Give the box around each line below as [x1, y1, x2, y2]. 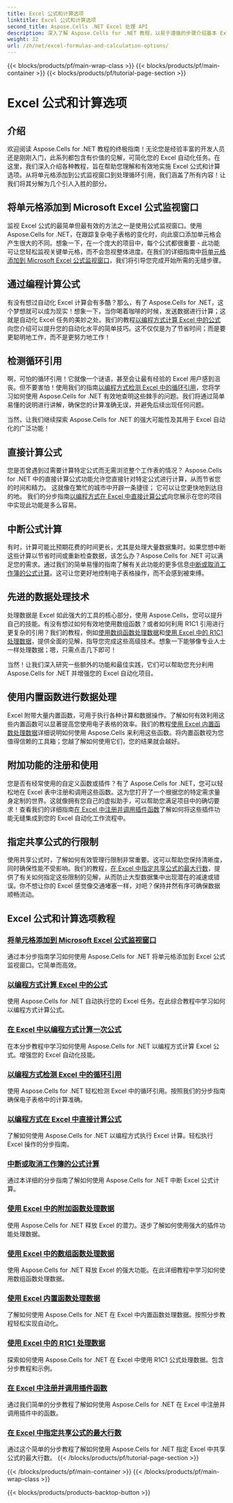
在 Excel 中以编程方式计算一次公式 [7, 1025, 122, 1035]
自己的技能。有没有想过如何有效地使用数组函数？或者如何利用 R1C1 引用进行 [7, 619, 225, 628]
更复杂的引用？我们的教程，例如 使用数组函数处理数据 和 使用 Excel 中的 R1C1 [7, 628, 223, 636]
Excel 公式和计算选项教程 [7, 912, 116, 924]
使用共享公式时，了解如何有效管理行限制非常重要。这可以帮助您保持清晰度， [7, 856, 226, 864]
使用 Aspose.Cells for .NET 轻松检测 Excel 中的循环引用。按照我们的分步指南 [7, 1087, 225, 1095]
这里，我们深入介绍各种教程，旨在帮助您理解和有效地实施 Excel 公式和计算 [7, 162, 221, 170]
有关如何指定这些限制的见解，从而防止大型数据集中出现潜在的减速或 [19, 873, 214, 881]
